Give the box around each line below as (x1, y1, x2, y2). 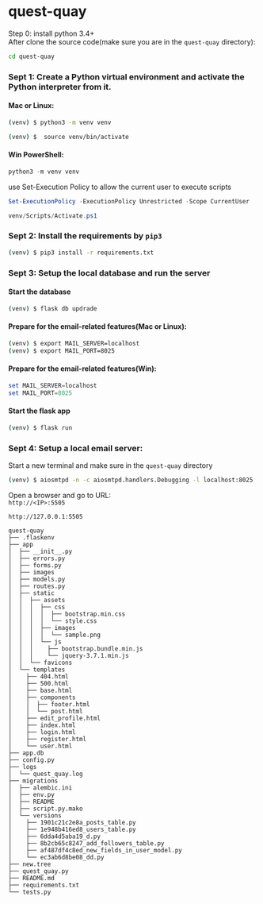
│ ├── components (8, 693, 77, 701)
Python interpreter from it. (8, 81, 112, 92)
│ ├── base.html (8, 686, 73, 694)
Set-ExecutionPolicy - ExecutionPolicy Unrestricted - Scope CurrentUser (8, 197, 250, 205)
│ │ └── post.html (8, 707, 83, 715)
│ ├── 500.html (8, 679, 69, 687)
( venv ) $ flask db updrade (8, 304, 97, 312)
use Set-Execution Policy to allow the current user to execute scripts (8, 182, 232, 191)
